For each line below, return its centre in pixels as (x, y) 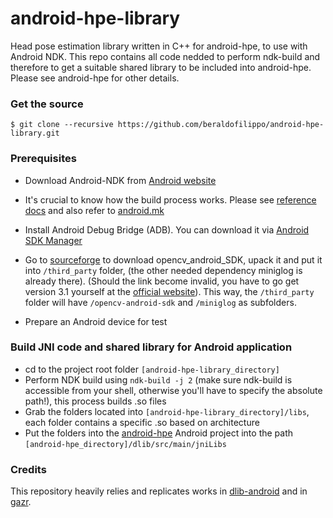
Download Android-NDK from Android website (120, 180)
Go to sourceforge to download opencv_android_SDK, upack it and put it (173, 259)
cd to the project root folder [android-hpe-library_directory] (152, 369)
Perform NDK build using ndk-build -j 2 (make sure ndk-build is (158, 379)
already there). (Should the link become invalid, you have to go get (162, 281)
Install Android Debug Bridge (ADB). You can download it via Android (167, 229)
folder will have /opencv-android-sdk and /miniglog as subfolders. (160, 302)
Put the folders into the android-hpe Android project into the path (159, 433)
